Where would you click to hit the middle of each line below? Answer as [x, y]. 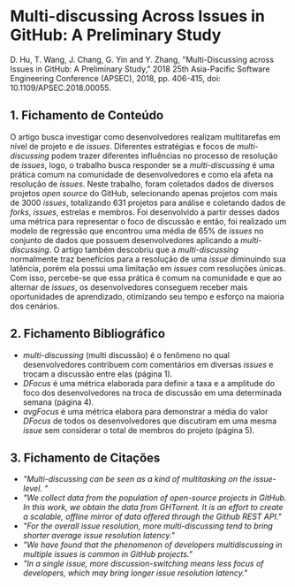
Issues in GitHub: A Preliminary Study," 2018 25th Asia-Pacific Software [140, 69]
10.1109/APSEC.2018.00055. [61, 88]
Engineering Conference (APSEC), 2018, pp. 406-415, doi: [115, 78]
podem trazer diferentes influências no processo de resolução [164, 156]
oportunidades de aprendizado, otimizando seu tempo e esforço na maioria [147, 296]
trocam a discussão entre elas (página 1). [98, 374]
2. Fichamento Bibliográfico [88, 334]
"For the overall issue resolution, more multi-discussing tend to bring [147, 526]
